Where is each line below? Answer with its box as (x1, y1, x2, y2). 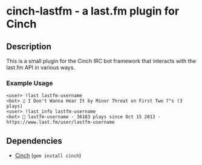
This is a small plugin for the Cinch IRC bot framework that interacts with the (6, 58, 197, 64)
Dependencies (6, 135, 62, 146)
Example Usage (6, 79, 53, 87)
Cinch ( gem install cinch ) (15, 152, 82, 159)
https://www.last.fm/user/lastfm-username (6, 120, 115, 126)
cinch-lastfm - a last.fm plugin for (6, 4, 180, 18)
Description (6, 41, 51, 52)
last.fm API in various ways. (6, 64, 76, 71)
